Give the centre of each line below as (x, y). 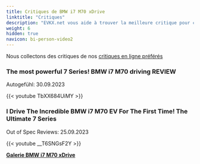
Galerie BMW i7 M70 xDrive (41, 154)
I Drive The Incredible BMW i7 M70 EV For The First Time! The (97, 112)
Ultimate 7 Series (31, 119)
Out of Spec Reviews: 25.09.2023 (48, 132)
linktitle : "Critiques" (36, 17)
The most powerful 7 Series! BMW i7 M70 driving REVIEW (91, 71)
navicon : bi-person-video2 (40, 39)
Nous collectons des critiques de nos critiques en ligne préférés (85, 56)
